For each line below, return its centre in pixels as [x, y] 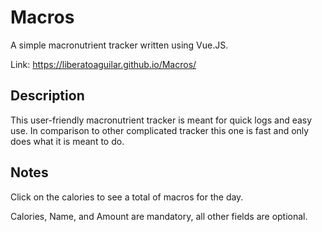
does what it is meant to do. [67, 141]
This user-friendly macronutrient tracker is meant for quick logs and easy [161, 120]
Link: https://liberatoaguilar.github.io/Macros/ [103, 64]
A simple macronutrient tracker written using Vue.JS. [119, 45]
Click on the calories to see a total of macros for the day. [127, 197]
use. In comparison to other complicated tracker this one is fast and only [160, 130]
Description [47, 96]
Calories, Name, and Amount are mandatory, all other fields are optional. [159, 216]
